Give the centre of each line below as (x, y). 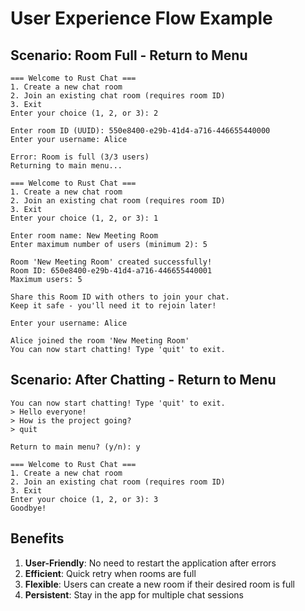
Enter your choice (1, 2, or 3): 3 (84, 499)
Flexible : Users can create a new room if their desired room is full (159, 584)
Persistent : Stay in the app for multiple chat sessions (134, 594)
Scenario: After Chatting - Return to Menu (143, 380)
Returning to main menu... (66, 166)
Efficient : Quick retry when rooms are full (110, 573)
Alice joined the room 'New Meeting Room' (100, 341)
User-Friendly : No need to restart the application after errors (150, 563)
